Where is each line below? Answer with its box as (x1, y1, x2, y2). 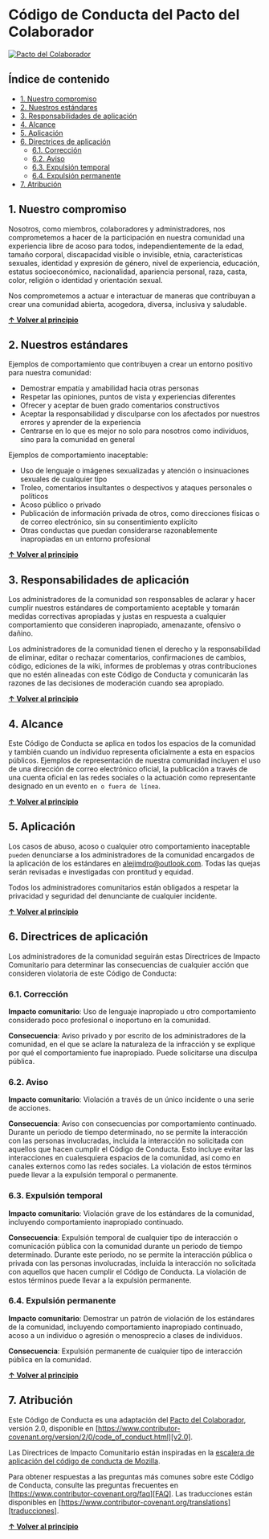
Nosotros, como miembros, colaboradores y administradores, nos (8, 223, 226, 234)
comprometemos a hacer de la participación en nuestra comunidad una (8, 232, 245, 242)
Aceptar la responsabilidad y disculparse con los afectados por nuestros (19, 409, 261, 419)
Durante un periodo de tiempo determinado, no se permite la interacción (8, 1128, 248, 1137)
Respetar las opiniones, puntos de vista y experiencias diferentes (19, 392, 236, 402)
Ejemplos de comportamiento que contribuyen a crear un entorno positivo (8, 359, 253, 369)
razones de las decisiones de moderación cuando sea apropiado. (8, 678, 225, 688)
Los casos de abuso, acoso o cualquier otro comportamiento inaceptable (8, 841, 251, 851)
